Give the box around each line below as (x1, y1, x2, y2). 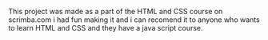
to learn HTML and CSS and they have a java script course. (8, 24, 203, 32)
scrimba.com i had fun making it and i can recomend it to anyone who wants (8, 15, 260, 24)
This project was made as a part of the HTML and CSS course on (8, 7, 223, 16)
